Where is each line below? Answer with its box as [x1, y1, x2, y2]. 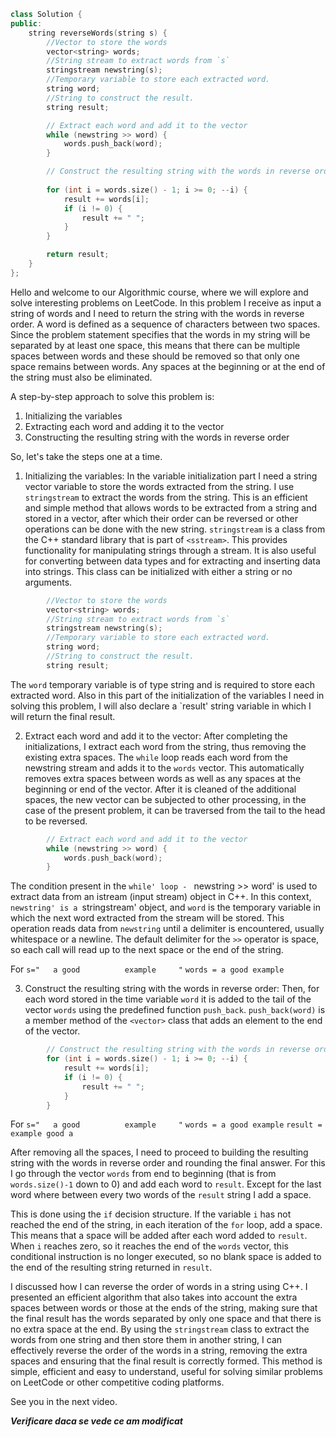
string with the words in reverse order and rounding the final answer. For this [10, 1157, 326, 1169]
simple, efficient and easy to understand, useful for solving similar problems [10, 1366, 323, 1378]
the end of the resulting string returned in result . [10, 1261, 213, 1274]
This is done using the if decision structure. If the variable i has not [10, 1208, 292, 1220]
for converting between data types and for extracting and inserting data [24, 555, 321, 567]
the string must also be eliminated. [10, 371, 153, 383]
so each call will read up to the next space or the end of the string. [10, 944, 284, 956]
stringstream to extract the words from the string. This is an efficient [24, 491, 308, 503]
